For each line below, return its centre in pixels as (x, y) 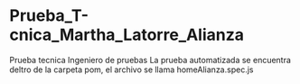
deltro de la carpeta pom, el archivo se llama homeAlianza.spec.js (131, 70)
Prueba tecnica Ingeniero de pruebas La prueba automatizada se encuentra (150, 60)
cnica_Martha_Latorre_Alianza (127, 35)
